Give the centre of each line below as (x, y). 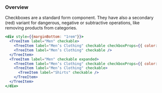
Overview (17, 7)
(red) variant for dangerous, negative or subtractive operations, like (72, 23)
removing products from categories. (41, 28)
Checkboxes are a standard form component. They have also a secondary (79, 18)
